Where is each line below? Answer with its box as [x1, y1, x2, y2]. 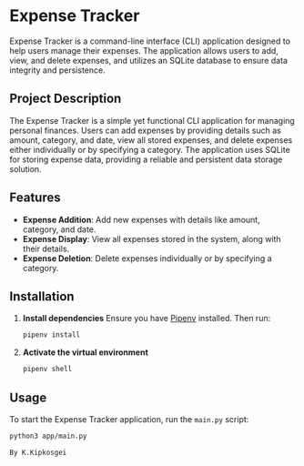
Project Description [9, 91, 122, 106]
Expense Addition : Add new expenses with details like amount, [22, 214, 261, 225]
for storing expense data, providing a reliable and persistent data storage [9, 154, 283, 165]
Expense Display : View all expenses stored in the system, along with [22, 233, 281, 244]
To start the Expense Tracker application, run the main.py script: [9, 413, 249, 424]
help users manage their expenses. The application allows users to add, [9, 45, 279, 56]
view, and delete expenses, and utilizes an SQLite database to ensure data [9, 55, 289, 66]
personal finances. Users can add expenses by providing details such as [9, 125, 282, 136]
